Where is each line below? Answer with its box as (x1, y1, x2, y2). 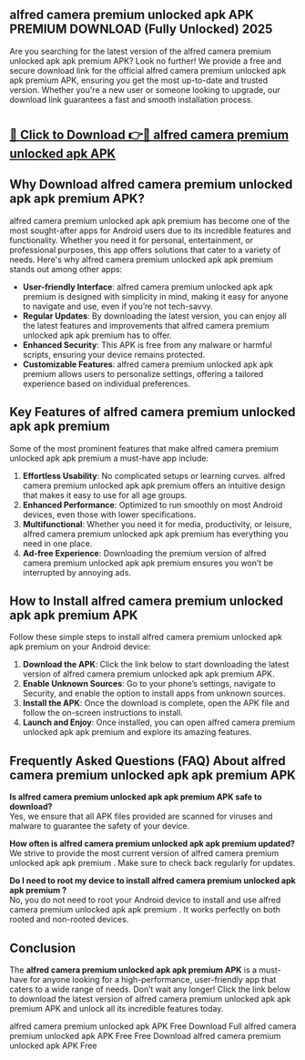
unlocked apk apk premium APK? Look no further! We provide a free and (9, 55, 282, 66)
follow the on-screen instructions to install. (22, 708, 184, 719)
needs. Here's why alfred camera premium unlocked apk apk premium (9, 254, 273, 265)
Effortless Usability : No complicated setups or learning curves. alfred (22, 470, 286, 481)
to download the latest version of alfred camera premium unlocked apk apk (9, 994, 291, 1004)
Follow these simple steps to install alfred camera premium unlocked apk (9, 632, 283, 643)
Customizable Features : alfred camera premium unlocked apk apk (22, 359, 274, 370)
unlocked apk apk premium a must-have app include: (9, 453, 209, 464)
